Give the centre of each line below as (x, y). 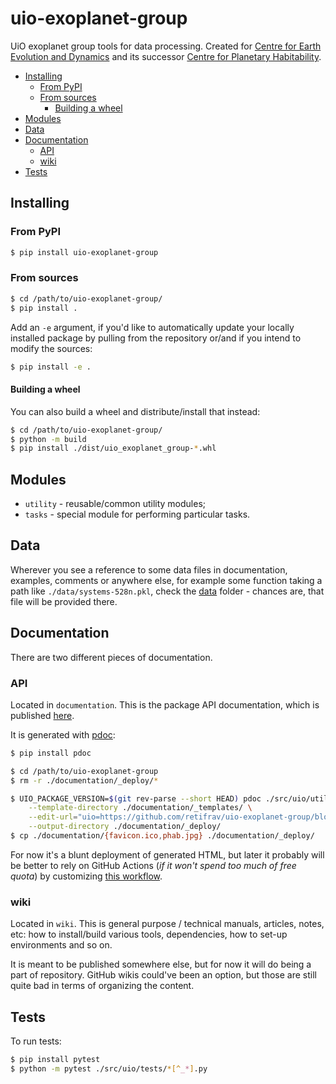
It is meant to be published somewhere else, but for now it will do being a (161, 964)
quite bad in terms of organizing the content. (102, 986)
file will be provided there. (64, 601)
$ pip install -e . (51, 367)
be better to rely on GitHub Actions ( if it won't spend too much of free (153, 865)
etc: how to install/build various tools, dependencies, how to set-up (149, 934)
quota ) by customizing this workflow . (86, 876)
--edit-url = (53, 817)
